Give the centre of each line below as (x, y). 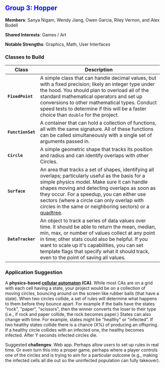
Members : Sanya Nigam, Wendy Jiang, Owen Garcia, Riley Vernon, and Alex (82, 20)
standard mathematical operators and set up (91, 96)
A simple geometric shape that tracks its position (96, 150)
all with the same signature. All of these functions (97, 129)
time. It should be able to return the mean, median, (98, 227)
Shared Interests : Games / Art (36, 34)
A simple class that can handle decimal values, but (98, 78)
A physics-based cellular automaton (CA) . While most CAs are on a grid (79, 283)
